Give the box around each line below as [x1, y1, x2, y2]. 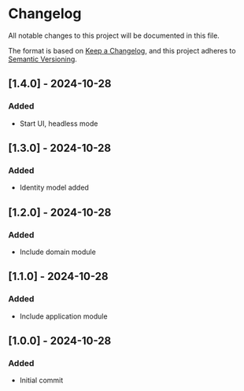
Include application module [19, 312, 108, 321]
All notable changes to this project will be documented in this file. [8, 31, 220, 40]
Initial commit [19, 375, 64, 385]
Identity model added [19, 183, 89, 193]
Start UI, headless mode [19, 119, 98, 128]
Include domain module [19, 247, 96, 256]
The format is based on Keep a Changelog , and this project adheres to [8, 46, 236, 55]
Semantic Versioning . [8, 54, 77, 64]
